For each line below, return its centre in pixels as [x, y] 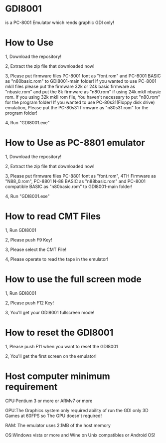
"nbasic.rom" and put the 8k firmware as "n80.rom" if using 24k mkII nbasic [83, 92]
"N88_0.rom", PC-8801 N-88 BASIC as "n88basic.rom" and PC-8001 [76, 181]
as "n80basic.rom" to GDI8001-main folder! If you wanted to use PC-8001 [81, 81]
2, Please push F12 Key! [30, 303]
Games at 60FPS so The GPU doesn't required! [54, 416]
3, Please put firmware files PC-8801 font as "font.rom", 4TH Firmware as [81, 176]
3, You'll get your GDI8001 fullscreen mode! [50, 312]
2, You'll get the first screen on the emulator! [51, 356]
